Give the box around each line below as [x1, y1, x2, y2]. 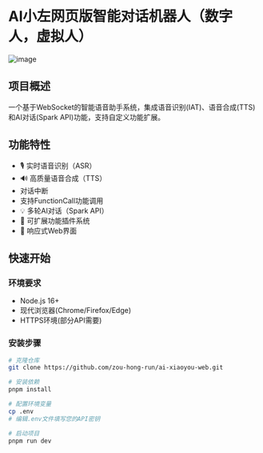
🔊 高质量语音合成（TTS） [19, 173, 106, 182]
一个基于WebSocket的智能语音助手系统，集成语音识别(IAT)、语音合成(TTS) [8, 102, 256, 112]
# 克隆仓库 [8, 356, 40, 364]
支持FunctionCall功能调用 [19, 195, 104, 205]
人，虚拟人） [8, 27, 94, 46]
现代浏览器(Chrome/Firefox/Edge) [19, 306, 132, 315]
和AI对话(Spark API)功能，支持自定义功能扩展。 [8, 112, 165, 122]
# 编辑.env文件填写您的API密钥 [8, 415, 101, 423]
